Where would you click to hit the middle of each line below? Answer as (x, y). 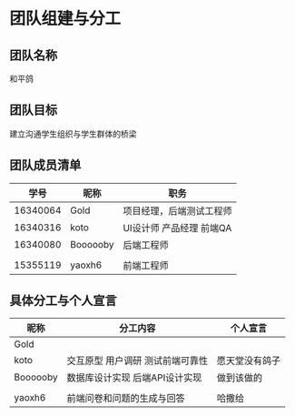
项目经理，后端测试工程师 (177, 210)
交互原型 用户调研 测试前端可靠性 (138, 361)
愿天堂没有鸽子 (249, 361)
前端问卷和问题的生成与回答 (126, 399)
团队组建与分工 (65, 19)
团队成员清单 (45, 165)
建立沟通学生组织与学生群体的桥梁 (73, 134)
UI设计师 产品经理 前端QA (177, 228)
